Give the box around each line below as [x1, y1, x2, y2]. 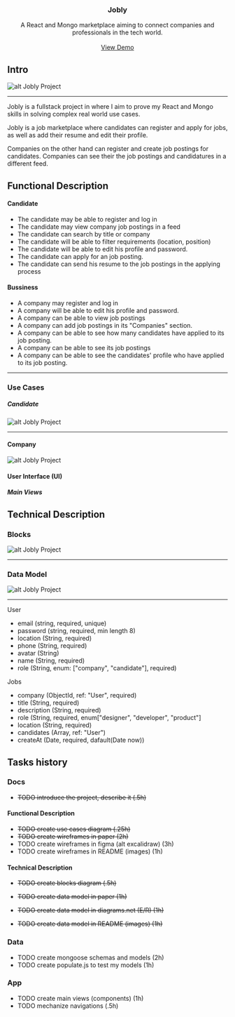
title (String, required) [17, 698, 80, 707]
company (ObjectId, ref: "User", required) [17, 691, 137, 700]
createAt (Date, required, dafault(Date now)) [17, 736, 145, 745]
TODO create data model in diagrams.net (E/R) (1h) [17, 906, 164, 915]
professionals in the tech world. [72, 28, 163, 36]
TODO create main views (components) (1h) [17, 994, 144, 1002]
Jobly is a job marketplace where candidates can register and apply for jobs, [7, 124, 228, 132]
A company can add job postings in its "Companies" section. [17, 321, 193, 329]
